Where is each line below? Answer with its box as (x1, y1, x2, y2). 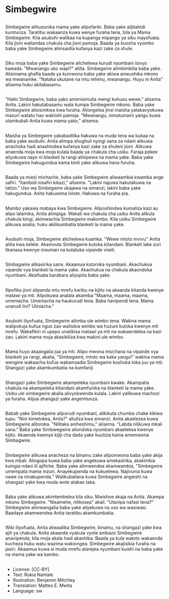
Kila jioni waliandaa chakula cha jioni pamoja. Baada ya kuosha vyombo (5, 40, 154, 46)
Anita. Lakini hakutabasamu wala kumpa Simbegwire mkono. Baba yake (5, 101, 155, 108)
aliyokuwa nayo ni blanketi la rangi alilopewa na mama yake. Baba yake (5, 154, 153, 160)
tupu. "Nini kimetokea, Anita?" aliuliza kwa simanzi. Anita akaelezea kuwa (5, 416, 158, 422)
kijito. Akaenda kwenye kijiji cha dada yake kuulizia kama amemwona (5, 432, 149, 438)
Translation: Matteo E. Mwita (12, 582, 72, 588)
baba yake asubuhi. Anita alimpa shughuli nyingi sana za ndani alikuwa (5, 138, 153, 144)
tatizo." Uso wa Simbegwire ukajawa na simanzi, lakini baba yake (5, 185, 141, 191)
